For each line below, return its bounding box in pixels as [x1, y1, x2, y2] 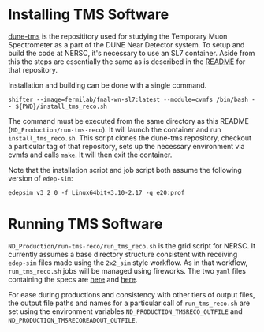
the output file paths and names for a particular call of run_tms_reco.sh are [8, 298, 251, 308]
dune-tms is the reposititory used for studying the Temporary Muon [8, 32, 228, 41]
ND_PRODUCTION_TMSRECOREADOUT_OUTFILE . [8, 315, 138, 324]
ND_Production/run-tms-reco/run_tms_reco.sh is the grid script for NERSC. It [8, 241, 256, 250]
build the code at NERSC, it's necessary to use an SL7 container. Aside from [8, 48, 255, 58]
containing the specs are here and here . [8, 274, 138, 284]
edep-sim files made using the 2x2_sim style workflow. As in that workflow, [8, 258, 248, 267]
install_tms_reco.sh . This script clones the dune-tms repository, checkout [8, 132, 252, 143]
